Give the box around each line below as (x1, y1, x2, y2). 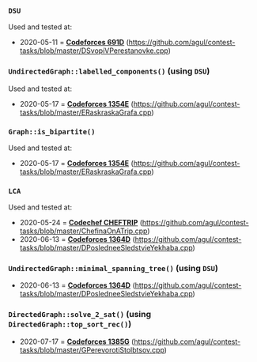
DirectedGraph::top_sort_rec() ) (8, 319, 132, 330)
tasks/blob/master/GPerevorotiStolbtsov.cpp (19, 345, 164, 354)
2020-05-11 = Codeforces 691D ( (19, 38, 129, 47)
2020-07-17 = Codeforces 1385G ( (19, 337, 134, 346)
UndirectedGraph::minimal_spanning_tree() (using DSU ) (8, 263, 219, 274)
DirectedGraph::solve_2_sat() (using (8, 309, 152, 320)
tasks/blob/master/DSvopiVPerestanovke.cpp (19, 46, 168, 55)
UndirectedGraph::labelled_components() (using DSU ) (8, 66, 210, 77)
